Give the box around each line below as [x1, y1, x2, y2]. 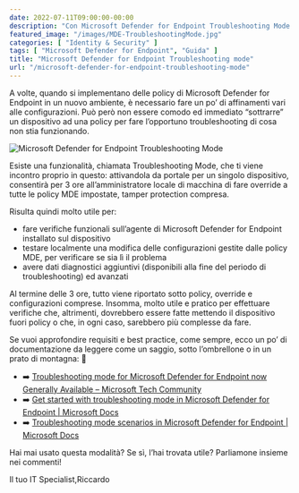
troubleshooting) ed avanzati [21, 270, 129, 282]
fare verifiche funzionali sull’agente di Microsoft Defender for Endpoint [21, 223, 282, 234]
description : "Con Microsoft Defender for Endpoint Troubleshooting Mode [9, 21, 291, 30]
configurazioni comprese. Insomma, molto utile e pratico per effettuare [9, 297, 270, 309]
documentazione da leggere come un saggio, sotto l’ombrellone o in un [9, 344, 271, 354]
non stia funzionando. [9, 125, 90, 136]
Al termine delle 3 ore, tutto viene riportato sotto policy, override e [9, 288, 253, 299]
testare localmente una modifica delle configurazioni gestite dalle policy [21, 242, 288, 253]
